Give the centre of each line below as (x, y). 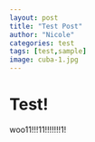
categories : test (42, 43)
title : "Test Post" (46, 26)
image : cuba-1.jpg (44, 60)
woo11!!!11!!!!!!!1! (38, 129)
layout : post (34, 18)
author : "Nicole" (42, 34)
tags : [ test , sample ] (48, 52)
